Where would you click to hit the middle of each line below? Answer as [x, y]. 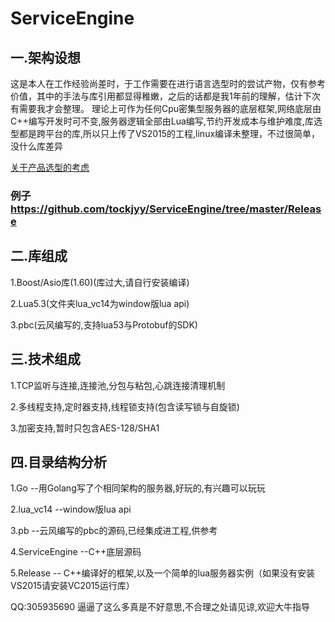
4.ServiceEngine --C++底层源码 [76, 552]
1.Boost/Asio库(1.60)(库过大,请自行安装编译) [100, 282]
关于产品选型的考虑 [50, 167]
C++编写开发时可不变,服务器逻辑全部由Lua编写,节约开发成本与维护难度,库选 [166, 121]
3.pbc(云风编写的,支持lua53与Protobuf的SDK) [104, 324]
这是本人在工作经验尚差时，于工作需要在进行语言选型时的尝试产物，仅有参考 [168, 83]
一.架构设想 [46, 57]
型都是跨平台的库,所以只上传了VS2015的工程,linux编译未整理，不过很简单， [165, 133]
